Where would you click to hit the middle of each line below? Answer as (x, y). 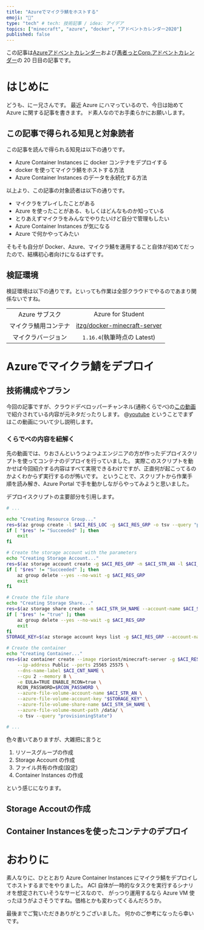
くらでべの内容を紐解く (40, 439)
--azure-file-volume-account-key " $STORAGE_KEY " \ (83, 699)
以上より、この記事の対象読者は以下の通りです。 (67, 190)
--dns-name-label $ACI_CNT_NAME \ (61, 670)
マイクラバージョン (40, 337)
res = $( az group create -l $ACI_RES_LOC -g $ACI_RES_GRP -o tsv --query (99, 525)
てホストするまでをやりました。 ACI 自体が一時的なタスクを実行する (92, 886)
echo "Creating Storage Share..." (50, 603)
